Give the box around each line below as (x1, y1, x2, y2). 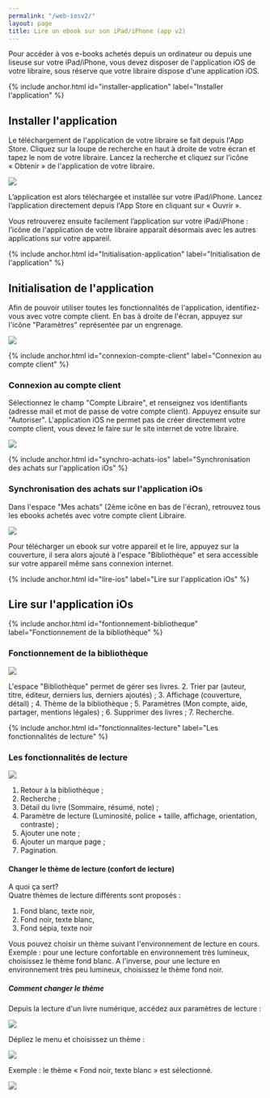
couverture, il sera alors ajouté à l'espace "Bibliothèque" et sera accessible (8, 549, 259, 559)
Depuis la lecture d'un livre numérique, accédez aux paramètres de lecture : (8, 1004, 261, 1014)
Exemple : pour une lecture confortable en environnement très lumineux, (8, 948, 250, 957)
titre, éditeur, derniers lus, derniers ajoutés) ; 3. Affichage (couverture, (8, 689, 243, 700)
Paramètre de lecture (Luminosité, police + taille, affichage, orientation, (19, 811, 257, 820)
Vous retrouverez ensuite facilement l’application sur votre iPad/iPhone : (8, 216, 249, 227)
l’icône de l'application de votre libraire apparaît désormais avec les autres (8, 225, 256, 235)
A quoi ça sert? (8, 882, 59, 892)
